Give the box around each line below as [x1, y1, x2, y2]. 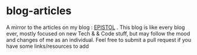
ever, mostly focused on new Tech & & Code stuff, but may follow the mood [6, 30, 190, 37]
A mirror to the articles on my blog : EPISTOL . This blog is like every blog [6, 24, 185, 31]
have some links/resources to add [6, 43, 89, 50]
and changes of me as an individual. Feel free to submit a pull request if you [6, 36, 192, 43]
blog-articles [6, 4, 72, 18]
